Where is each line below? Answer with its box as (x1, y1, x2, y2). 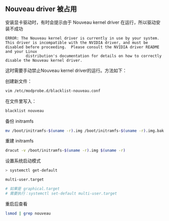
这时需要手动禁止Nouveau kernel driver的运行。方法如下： (5, 67, 128, 73)
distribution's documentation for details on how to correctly (25, 53, 162, 58)
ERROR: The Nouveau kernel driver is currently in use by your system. (5, 35, 159, 41)
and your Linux (5, 49, 37, 54)
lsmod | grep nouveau (5, 211, 51, 216)
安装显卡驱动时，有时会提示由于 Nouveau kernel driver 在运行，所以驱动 (5, 19, 156, 25)
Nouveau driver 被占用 (5, 5, 77, 14)
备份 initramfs (5, 118, 34, 124)
